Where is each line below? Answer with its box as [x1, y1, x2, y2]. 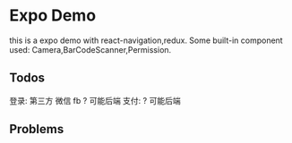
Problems [9, 122, 64, 137]
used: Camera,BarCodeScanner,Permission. [9, 44, 172, 55]
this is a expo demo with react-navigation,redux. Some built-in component [9, 35, 284, 46]
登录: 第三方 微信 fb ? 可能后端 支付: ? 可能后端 [9, 95, 181, 105]
